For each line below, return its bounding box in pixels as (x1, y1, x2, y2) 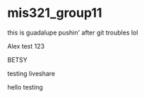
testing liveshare (7, 69, 56, 78)
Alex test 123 (7, 42, 44, 50)
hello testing (7, 82, 44, 91)
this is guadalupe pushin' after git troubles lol (7, 28, 138, 37)
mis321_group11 (7, 5, 102, 21)
